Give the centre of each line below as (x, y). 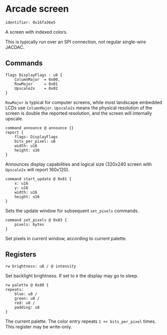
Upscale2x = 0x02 (36, 88)
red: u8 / (25, 303)
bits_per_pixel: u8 (35, 141)
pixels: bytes (29, 224)
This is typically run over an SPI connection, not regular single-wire (76, 42)
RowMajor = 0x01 (36, 84)
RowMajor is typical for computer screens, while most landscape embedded (84, 102)
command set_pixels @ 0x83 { (36, 220)
